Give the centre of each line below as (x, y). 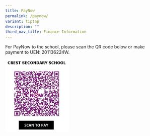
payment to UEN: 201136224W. (38, 52)
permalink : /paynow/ (27, 16)
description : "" (22, 27)
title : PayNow (20, 11)
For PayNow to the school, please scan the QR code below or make (75, 47)
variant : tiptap (22, 21)
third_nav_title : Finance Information (46, 32)
